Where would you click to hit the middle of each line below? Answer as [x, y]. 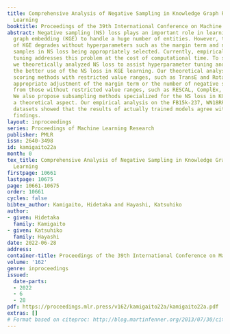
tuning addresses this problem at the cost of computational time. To [116, 58]
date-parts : [30, 281]
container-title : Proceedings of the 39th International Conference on [111, 256]
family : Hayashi [36, 237]
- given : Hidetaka [33, 217]
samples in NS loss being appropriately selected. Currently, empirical [119, 52]
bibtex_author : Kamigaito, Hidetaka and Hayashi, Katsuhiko [95, 205]
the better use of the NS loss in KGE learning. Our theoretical [108, 71]
